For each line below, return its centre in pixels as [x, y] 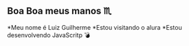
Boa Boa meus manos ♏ [59, 11]
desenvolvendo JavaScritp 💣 [49, 35]
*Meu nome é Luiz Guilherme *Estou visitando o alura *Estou [94, 27]
